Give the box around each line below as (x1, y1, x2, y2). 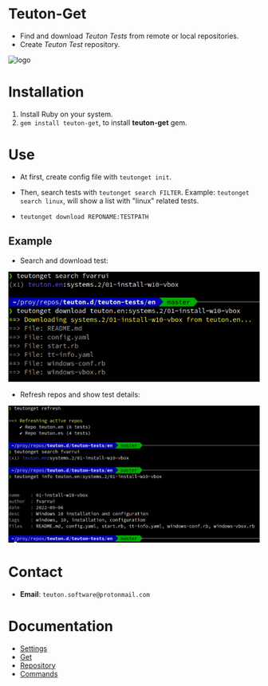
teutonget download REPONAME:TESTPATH (19, 213, 149, 221)
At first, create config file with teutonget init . (19, 172, 171, 182)
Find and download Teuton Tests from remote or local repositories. (19, 31, 239, 41)
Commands (19, 668, 58, 678)
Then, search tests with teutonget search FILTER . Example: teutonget (19, 187, 250, 197)
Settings (19, 643, 48, 653)
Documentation (8, 617, 114, 635)
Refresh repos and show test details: (19, 390, 141, 399)
